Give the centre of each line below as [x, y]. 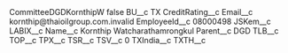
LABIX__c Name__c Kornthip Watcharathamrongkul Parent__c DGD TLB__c [144, 31]
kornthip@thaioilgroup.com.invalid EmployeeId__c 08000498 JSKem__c [140, 21]
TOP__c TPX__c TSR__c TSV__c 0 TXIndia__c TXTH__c [108, 40]
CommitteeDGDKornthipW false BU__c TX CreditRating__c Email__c [131, 12]
